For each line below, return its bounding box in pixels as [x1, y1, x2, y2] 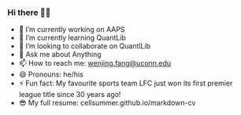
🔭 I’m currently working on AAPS [18, 25, 125, 34]
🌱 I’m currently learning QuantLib [18, 33, 127, 42]
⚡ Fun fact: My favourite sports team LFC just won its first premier [18, 78, 233, 88]
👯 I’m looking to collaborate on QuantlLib [18, 41, 151, 51]
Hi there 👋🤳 [7, 7, 51, 18]
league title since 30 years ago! [18, 90, 121, 99]
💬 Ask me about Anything [18, 50, 102, 59]
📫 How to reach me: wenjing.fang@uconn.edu [18, 59, 172, 68]
